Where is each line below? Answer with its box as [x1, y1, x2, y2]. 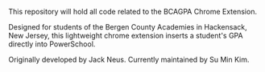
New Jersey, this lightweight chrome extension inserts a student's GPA [8, 31, 243, 40]
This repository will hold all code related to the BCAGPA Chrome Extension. [8, 7, 258, 16]
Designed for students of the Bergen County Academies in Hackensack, [8, 22, 247, 31]
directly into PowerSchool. [8, 39, 96, 49]
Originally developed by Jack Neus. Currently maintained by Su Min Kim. [8, 55, 250, 64]
